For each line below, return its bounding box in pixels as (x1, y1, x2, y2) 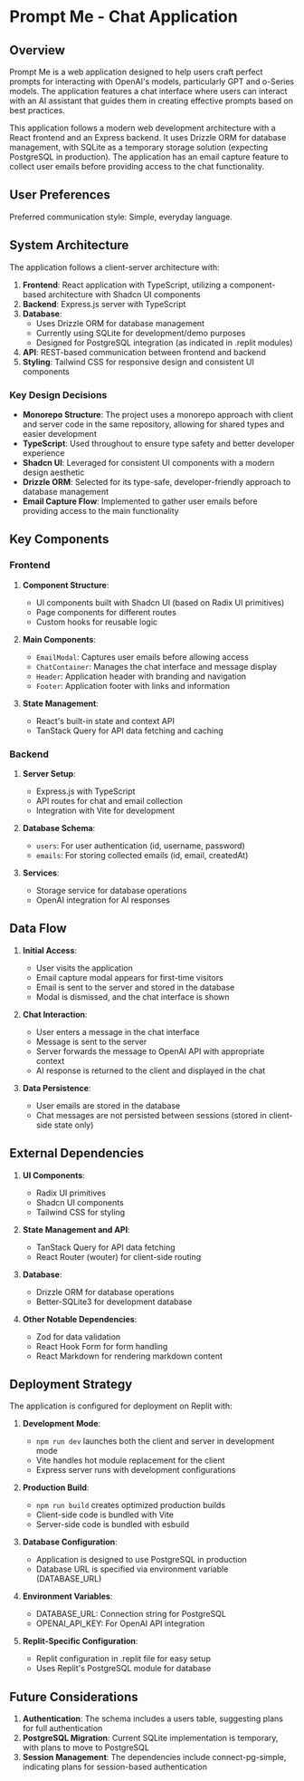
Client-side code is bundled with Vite (35, 1509, 175, 1520)
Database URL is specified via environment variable (35, 1563, 229, 1574)
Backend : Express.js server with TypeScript (22, 298, 186, 309)
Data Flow (9, 921, 67, 936)
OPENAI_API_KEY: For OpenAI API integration (35, 1618, 205, 1629)
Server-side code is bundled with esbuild (35, 1519, 190, 1530)
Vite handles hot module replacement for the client (35, 1455, 225, 1466)
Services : (22, 867, 60, 878)
